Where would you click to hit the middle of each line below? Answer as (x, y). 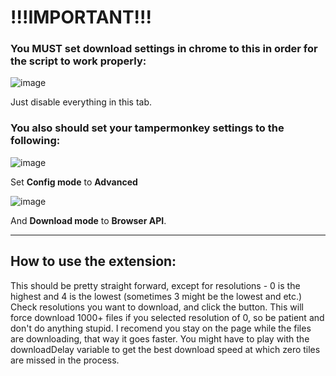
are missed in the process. (65, 360)
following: (35, 141)
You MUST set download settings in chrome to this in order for (164, 49)
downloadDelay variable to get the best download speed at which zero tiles (165, 349)
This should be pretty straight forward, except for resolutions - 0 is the (155, 285)
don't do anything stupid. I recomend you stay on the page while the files (161, 328)
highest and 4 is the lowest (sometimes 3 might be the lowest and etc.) (156, 296)
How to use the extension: (93, 261)
